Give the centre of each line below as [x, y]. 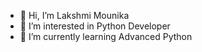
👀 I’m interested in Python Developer [95, 26]
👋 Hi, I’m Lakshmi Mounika [74, 15]
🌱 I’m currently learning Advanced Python [106, 36]
